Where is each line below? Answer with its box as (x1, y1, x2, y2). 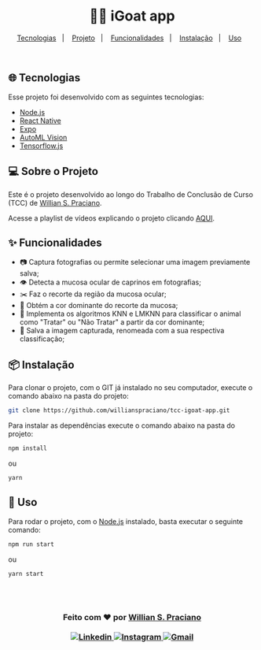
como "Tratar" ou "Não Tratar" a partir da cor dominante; (19, 318, 205, 327)
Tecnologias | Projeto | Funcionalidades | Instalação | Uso (17, 33, 242, 43)
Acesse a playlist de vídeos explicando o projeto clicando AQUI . (8, 213, 215, 223)
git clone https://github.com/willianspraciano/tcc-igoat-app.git (8, 407, 230, 414)
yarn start (8, 570, 44, 578)
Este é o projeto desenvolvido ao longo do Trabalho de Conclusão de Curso (8, 189, 254, 199)
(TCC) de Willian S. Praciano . (8, 198, 102, 207)
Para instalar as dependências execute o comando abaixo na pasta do (8, 421, 236, 430)
